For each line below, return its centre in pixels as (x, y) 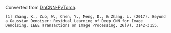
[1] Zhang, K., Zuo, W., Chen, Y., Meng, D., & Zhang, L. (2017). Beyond (86, 17)
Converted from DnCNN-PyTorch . (41, 7)
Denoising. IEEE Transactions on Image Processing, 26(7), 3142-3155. (82, 25)
